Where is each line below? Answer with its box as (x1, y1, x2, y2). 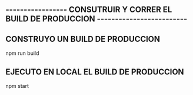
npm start (5, 83, 29, 90)
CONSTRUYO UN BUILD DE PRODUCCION (5, 34, 160, 44)
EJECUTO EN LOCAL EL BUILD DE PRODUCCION (5, 67, 184, 77)
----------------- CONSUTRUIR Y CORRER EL (5, 5, 172, 15)
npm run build (5, 50, 39, 57)
